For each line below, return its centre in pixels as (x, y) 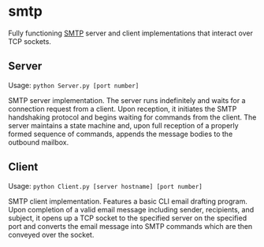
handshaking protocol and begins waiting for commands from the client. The (132, 117)
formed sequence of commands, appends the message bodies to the (121, 134)
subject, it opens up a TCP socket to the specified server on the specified (127, 218)
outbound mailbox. (39, 142)
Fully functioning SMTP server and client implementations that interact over (131, 33)
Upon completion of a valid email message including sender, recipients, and (131, 209)
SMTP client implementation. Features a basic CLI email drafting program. (128, 201)
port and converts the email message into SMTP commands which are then (130, 226)
